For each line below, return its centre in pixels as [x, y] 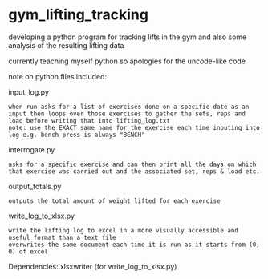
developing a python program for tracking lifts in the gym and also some [128, 37]
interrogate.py [32, 149]
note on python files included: [57, 76]
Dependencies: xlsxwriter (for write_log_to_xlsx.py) [93, 266]
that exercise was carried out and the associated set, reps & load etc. [134, 171]
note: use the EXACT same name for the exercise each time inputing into [134, 127]
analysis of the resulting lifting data [66, 45]
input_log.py [29, 92]
